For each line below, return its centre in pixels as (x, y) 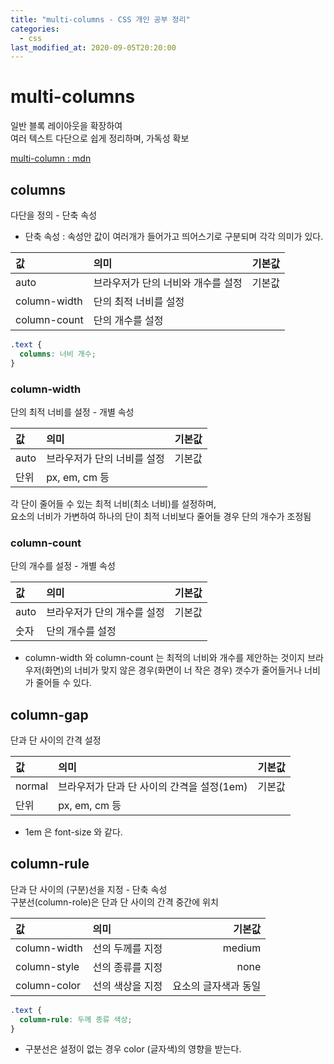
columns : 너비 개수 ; (58, 354)
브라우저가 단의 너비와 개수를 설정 (168, 283)
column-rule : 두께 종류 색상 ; (76, 1019)
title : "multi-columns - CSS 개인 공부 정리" (100, 19)
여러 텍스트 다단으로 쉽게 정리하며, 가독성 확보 (100, 138)
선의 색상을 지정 (127, 986)
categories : (35, 29)
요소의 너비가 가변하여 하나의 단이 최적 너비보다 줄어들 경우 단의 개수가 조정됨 (161, 516)
